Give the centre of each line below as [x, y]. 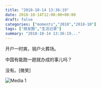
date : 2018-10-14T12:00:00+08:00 [41, 15]
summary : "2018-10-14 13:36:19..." [43, 34]
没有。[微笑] [18, 70]
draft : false [19, 19]
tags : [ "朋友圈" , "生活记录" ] [33, 29]
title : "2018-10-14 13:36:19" [37, 10]
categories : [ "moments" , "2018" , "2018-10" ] [51, 24]
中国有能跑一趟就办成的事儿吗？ [39, 60]
